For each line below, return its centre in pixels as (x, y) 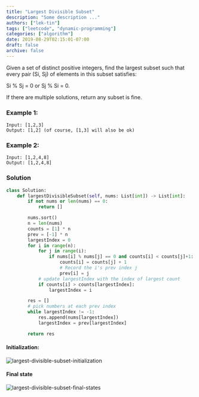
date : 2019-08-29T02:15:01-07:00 (48, 39)
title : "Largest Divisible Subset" (50, 12)
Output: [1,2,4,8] (29, 163)
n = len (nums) (45, 224)
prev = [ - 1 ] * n (48, 234)
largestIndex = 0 (49, 240)
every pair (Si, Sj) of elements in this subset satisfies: (71, 74)
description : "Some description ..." (53, 17)
